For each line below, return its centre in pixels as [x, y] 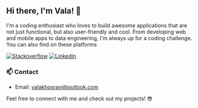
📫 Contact [22, 72]
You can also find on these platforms [52, 44]
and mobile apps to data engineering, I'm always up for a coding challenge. [99, 38]
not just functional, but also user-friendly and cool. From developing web [96, 32]
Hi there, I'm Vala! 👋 [44, 11]
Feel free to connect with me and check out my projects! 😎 [79, 98]
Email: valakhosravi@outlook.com [57, 87]
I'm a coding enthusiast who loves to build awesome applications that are [97, 25]
